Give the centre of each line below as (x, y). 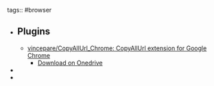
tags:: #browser (29, 10)
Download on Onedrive (70, 63)
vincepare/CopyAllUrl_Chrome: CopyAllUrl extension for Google (117, 48)
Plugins (33, 31)
